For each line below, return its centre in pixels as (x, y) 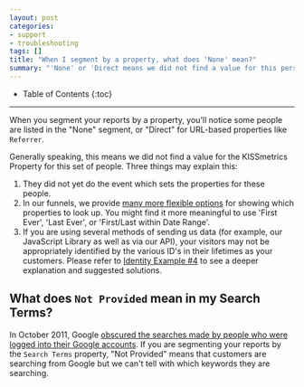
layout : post (34, 18)
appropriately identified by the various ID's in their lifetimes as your (147, 250)
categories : (32, 26)
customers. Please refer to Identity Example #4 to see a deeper (141, 260)
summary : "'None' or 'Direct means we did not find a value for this (143, 69)
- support (28, 34)
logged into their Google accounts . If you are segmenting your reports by (146, 344)
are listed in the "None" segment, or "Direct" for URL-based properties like (148, 129)
